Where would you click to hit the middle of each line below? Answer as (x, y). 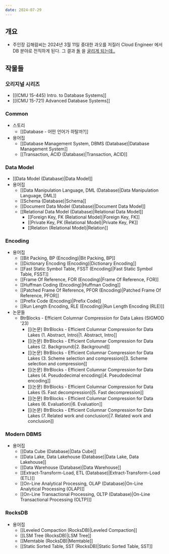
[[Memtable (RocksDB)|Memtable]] (57, 541)
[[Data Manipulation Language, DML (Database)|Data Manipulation (89, 190)
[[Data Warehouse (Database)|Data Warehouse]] (71, 468)
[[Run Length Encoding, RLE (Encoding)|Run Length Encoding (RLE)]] (92, 306)
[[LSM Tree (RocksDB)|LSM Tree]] (56, 535)
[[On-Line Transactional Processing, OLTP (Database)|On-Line (85, 494)
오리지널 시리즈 (23, 84)
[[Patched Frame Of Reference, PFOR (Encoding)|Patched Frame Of (91, 290)
